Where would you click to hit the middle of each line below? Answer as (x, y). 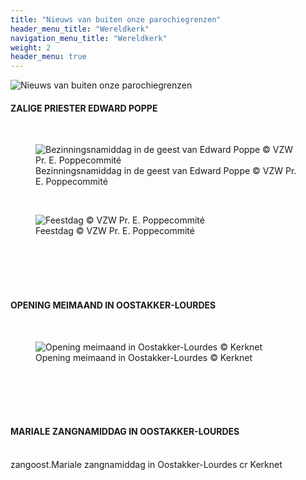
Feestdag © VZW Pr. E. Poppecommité (115, 231)
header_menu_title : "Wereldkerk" (80, 29)
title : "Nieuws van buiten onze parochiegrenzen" (116, 19)
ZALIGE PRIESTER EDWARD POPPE (84, 108)
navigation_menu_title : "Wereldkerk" (89, 38)
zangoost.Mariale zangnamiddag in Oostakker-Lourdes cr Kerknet (146, 464)
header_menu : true (48, 57)
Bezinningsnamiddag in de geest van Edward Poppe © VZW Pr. (166, 171)
